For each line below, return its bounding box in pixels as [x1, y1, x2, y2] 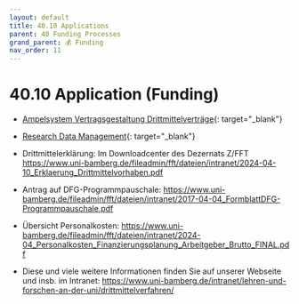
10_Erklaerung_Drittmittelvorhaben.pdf [21, 167, 164, 178]
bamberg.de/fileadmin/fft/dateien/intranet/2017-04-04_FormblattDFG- [21, 194, 281, 204]
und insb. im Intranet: [21, 276, 101, 286]
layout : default [9, 12, 69, 22]
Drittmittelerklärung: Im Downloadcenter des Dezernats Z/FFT [21, 148, 249, 159]
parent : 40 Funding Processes [9, 29, 122, 38]
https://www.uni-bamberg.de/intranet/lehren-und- [101, 276, 287, 286]
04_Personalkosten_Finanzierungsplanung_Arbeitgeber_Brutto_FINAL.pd [21, 239, 290, 250]
